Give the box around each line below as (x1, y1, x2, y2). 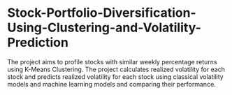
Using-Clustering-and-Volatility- (7, 20, 201, 36)
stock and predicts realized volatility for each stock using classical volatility (7, 72, 224, 81)
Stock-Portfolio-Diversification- (7, 5, 197, 21)
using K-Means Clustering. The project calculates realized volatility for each (7, 65, 226, 73)
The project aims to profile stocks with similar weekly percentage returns (7, 57, 218, 66)
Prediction (7, 35, 68, 50)
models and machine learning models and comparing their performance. (7, 80, 217, 88)
